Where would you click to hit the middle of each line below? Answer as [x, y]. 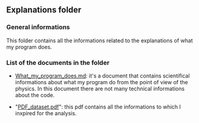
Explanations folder [44, 10]
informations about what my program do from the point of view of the [102, 82]
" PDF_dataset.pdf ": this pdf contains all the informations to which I [98, 107]
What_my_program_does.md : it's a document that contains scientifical [102, 76]
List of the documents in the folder [58, 62]
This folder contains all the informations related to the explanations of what [100, 40]
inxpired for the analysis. [46, 113]
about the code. [35, 95]
